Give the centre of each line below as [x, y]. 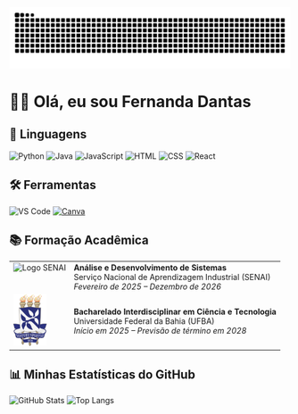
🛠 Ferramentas [53, 185]
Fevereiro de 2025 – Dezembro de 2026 [147, 286]
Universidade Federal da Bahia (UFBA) [145, 321]
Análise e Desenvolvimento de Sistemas [150, 268]
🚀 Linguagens [48, 134]
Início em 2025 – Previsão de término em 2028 [160, 330]
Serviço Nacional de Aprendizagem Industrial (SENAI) [172, 277]
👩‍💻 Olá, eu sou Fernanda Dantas [130, 101]
